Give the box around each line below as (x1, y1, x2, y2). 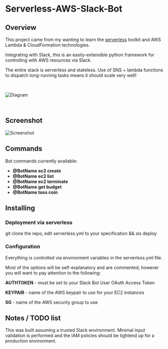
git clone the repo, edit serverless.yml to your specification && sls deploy (5, 231, 157, 237)
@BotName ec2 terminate (12, 178, 68, 185)
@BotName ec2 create (12, 167, 62, 173)
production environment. (5, 338, 57, 344)
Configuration (5, 243, 40, 250)
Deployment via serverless (5, 219, 73, 226)
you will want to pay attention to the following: (5, 270, 101, 276)
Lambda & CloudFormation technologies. (5, 42, 90, 48)
